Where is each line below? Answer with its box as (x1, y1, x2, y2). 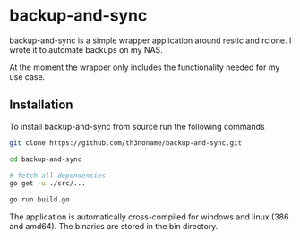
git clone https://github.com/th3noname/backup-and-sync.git (9, 138, 243, 148)
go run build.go (9, 195, 70, 204)
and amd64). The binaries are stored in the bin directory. (9, 221, 219, 232)
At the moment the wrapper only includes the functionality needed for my (9, 62, 280, 73)
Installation (9, 98, 73, 113)
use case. (9, 71, 46, 81)
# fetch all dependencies (9, 171, 106, 180)
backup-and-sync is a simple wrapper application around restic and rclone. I (9, 35, 292, 46)
